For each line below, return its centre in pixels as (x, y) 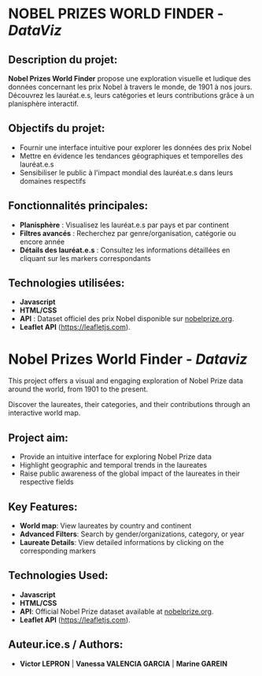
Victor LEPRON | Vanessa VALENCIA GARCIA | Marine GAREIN (124, 663)
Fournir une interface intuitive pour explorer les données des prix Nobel (135, 148)
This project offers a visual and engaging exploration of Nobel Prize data (126, 381)
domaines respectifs (53, 181)
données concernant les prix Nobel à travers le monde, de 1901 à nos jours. (131, 87)
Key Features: (43, 507)
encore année (42, 241)
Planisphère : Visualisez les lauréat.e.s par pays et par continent (124, 225)
